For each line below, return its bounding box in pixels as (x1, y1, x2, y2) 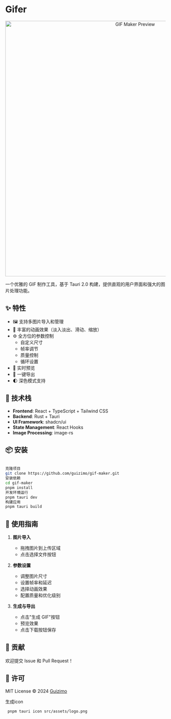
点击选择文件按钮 (20, 551, 56, 558)
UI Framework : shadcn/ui (12, 419, 67, 425)
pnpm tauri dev (5, 495, 38, 500)
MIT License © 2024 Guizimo (5, 688, 67, 694)
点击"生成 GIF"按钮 (20, 614, 60, 620)
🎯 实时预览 (12, 364, 35, 371)
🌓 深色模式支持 (12, 377, 46, 384)
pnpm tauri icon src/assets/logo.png (7, 709, 88, 714)
